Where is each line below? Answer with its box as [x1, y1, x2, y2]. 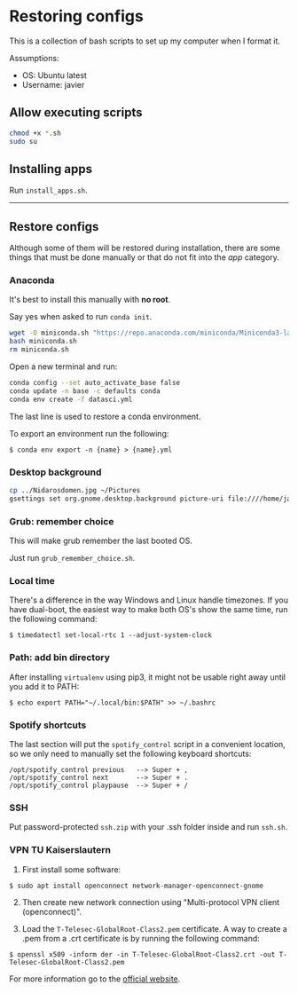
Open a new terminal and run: [9, 361, 118, 372]
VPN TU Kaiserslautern [9, 844, 112, 856]
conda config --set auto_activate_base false [9, 379, 180, 388]
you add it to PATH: [9, 681, 80, 691]
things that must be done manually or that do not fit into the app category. [9, 252, 279, 263]
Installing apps [9, 162, 93, 177]
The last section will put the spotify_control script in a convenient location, [9, 738, 286, 749]
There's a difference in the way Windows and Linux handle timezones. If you [9, 595, 288, 605]
